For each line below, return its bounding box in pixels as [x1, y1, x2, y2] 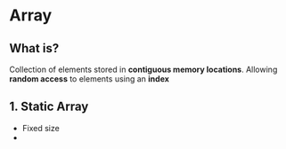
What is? [9, 41, 60, 56]
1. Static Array [9, 99, 89, 114]
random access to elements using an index [9, 74, 169, 84]
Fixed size [21, 122, 60, 133]
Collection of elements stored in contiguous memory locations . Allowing [9, 64, 278, 74]
